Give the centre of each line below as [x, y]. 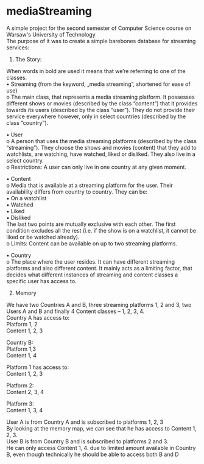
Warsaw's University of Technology [51, 34]
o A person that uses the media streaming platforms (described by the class [101, 141]
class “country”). [27, 122]
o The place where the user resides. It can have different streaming [91, 262]
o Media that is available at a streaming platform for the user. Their [90, 185]
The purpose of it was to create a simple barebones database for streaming [101, 41]
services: [18, 47]
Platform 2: [20, 385]
